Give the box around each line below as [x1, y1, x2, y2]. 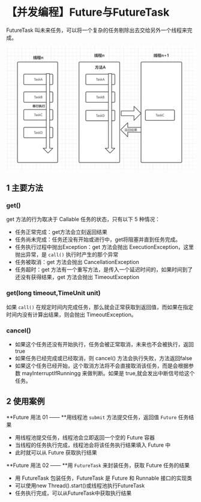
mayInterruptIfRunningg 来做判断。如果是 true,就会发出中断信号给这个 [22, 370, 195, 377]
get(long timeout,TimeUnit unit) [6, 289, 101, 298]
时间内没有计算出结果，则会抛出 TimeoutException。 [6, 311, 137, 318]
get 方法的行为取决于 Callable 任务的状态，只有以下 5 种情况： [6, 216, 161, 223]
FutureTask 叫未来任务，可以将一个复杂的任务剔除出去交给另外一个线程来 [6, 26, 187, 34]
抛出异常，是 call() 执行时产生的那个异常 [14, 251, 119, 259]
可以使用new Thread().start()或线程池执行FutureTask [14, 482, 145, 489]
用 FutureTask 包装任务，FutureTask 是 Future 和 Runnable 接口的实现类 [14, 474, 193, 482]
